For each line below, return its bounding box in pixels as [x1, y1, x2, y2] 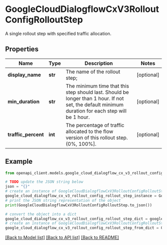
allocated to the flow [66, 128, 113, 135]
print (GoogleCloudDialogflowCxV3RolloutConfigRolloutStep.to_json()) [5, 203, 153, 208]
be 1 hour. [66, 114, 90, 121]
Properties [5, 45, 39, 53]
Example [5, 157, 33, 166]
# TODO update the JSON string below [5, 179, 83, 185]
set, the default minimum [66, 101, 124, 108]
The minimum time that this [66, 82, 129, 89]
